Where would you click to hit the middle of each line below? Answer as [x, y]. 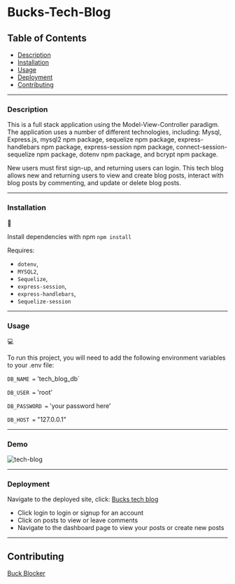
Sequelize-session [44, 301]
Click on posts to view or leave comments [78, 520]
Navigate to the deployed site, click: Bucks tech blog [83, 499]
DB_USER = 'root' [30, 392]
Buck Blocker [26, 573]
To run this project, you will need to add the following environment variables [116, 358]
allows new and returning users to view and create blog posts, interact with [115, 175]
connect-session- [201, 147]
